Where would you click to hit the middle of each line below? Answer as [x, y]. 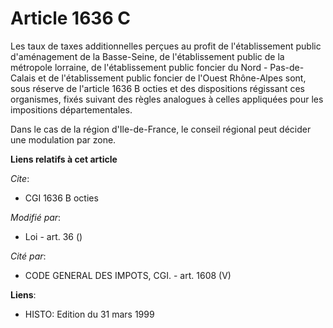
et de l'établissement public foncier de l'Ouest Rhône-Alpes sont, [172, 78]
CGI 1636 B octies [61, 198]
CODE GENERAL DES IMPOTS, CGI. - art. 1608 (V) [128, 275]
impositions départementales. [71, 109]
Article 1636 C [70, 18]
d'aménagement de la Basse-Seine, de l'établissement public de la [147, 56]
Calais [23, 78]
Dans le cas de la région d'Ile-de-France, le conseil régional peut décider [161, 129]
